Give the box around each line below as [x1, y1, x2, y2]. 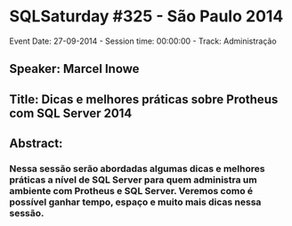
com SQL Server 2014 [9, 105, 133, 121]
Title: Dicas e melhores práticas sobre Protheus [9, 92, 279, 107]
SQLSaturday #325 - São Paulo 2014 [9, 6, 284, 27]
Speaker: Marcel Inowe [9, 61, 140, 77]
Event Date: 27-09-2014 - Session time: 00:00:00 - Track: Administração [9, 36, 278, 46]
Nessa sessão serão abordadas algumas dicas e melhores [9, 163, 265, 175]
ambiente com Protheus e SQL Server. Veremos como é [9, 185, 254, 198]
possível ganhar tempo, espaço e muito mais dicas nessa [9, 196, 262, 208]
